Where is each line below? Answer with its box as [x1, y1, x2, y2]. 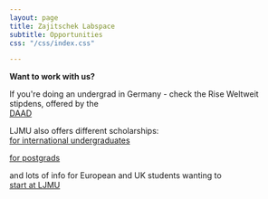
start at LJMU [9, 180, 61, 191]
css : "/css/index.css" [9, 38, 95, 48]
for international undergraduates [9, 135, 130, 146]
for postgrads [9, 153, 61, 164]
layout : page [9, 13, 59, 23]
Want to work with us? [9, 71, 95, 82]
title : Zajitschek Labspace [9, 22, 116, 31]
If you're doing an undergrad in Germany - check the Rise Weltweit [9, 89, 260, 99]
